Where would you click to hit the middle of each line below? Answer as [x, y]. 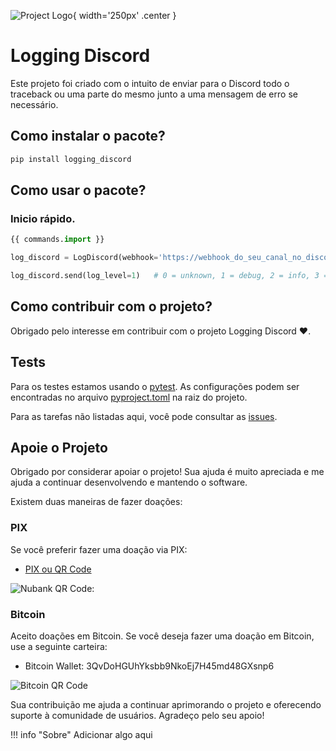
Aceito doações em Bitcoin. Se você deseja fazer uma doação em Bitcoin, [162, 636]
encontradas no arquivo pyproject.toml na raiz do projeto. [129, 397]
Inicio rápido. [43, 218]
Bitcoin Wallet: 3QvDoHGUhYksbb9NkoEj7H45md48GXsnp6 [149, 666]
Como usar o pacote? [78, 190]
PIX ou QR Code [58, 569]
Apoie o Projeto [59, 447]
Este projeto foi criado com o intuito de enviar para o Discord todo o [150, 83]
